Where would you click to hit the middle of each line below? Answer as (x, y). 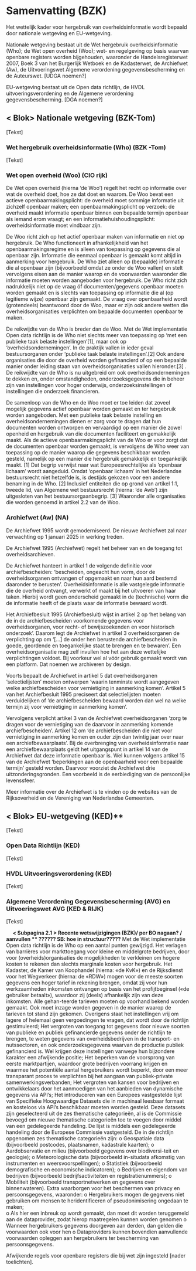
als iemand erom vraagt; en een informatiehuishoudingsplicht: (81, 219)
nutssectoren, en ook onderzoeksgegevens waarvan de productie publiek (95, 1045)
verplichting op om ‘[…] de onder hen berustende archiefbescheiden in (92, 639)
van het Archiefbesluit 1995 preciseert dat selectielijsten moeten (83, 694)
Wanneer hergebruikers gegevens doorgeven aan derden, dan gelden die (94, 1226)
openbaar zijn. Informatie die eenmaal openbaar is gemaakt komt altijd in (94, 256)
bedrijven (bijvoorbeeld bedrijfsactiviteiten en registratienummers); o (89, 1176)
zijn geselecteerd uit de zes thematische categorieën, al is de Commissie (94, 1114)
